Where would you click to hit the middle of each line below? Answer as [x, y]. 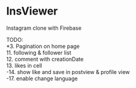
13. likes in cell [24, 66]
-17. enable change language [42, 78]
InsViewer [32, 11]
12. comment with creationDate [45, 59]
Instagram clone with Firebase [44, 28]
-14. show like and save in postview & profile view [68, 72]
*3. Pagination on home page [43, 46]
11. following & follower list [39, 52]
